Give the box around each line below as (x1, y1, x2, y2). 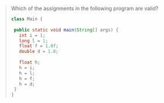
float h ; (19, 59, 40, 65)
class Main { (11, 16, 43, 22)
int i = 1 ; (19, 32, 46, 38)
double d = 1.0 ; (19, 49, 59, 55)
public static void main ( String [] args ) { (13, 27, 119, 33)
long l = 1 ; (19, 38, 48, 44)
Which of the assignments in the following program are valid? (11, 5, 159, 12)
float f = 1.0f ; (19, 43, 59, 49)
